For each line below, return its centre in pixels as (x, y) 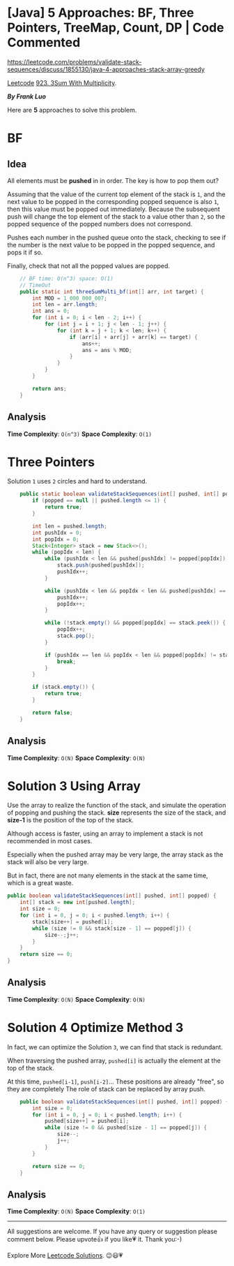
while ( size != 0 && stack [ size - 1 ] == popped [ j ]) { (112, 928)
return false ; (53, 713)
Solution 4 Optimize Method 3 (95, 1028)
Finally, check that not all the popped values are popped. (89, 265)
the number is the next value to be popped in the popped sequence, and (111, 245)
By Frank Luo (27, 96)
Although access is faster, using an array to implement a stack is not (105, 834)
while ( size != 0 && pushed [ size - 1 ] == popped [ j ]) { (126, 1128)
